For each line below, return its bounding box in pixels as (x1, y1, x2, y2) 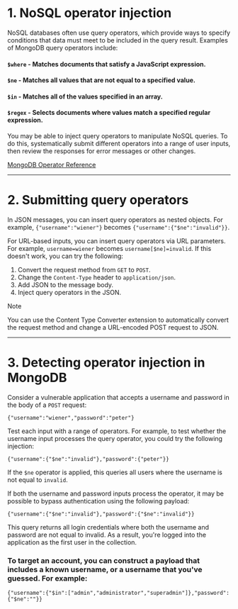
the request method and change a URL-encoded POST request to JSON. (7, 323, 219, 331)
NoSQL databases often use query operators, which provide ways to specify (7, 28, 231, 37)
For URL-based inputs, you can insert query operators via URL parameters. (7, 236, 226, 245)
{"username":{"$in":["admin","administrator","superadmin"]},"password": (7, 590, 230, 597)
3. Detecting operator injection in (7, 354, 205, 371)
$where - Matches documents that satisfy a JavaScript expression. (7, 60, 206, 68)
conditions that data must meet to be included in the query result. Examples (7, 35, 228, 44)
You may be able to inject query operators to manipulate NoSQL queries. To (7, 131, 228, 140)
